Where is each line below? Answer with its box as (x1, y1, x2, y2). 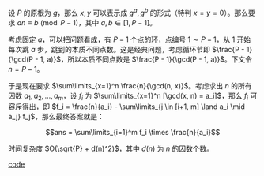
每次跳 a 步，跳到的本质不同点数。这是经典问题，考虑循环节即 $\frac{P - (8, 44, 245, 54)
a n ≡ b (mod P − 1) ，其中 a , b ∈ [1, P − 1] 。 (17, 17, 157, 27)
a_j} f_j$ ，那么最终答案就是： (8, 112, 104, 122)
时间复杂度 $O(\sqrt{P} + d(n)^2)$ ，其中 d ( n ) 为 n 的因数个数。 (8, 144, 214, 153)
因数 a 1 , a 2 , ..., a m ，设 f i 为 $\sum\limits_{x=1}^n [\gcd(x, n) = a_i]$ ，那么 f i (8, 91, 249, 102)
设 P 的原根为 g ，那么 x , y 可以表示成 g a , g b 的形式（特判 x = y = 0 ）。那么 (8, 7, 249, 17)
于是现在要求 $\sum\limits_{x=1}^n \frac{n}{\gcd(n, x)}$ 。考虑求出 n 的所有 (8, 81, 252, 90)
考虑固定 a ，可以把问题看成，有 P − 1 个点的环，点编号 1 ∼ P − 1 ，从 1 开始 (8, 35, 251, 44)
